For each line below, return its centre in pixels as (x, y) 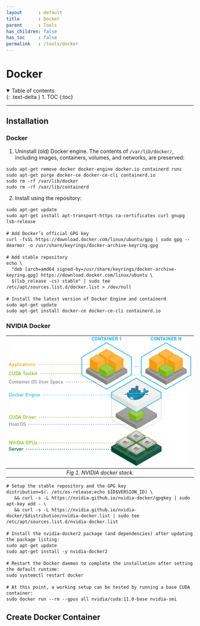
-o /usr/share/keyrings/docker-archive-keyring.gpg (93, 245)
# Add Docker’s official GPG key (48, 233)
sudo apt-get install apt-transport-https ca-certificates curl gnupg (96, 215)
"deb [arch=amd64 (33, 269)
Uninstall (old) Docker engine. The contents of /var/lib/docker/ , (94, 151)
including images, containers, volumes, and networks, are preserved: (99, 157)
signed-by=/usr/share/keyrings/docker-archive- (117, 269)
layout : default (34, 12)
